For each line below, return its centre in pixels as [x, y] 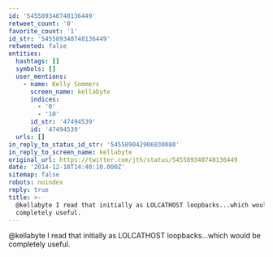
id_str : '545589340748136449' [60, 39]
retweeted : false [38, 46]
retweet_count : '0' [41, 24]
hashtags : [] [38, 62]
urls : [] [30, 137]
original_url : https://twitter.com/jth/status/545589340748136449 [123, 159]
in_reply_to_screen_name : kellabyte [70, 152]
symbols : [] [36, 69]
